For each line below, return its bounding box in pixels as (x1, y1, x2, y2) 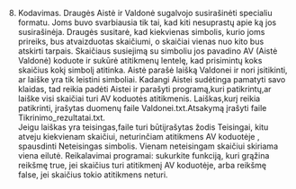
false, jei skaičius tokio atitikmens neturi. (17, 169, 168, 180)
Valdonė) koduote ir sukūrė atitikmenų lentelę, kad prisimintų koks (17, 56, 263, 65)
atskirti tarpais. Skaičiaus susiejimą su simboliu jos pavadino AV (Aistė (17, 46, 278, 56)
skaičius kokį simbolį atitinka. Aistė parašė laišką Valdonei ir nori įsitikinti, (17, 64, 288, 75)
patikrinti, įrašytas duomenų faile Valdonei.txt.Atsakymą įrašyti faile (17, 103, 267, 113)
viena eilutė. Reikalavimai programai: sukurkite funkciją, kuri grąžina (17, 150, 270, 160)
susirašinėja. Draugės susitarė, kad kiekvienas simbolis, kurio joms (17, 27, 265, 37)
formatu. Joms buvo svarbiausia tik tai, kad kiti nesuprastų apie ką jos (17, 17, 277, 28)
